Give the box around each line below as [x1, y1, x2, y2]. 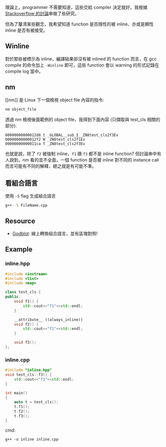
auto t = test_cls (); [14, 400, 58, 405]
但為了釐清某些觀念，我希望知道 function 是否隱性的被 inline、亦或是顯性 [5, 21, 154, 27]
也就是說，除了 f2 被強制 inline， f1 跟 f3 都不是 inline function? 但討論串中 [5, 151, 157, 157]
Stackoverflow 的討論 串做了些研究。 [5, 10, 79, 16]
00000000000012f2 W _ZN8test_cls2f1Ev [5, 137, 85, 142]
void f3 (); [14, 340, 37, 345]
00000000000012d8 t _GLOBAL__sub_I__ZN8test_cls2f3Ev [5, 132, 119, 138]
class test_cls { [5, 290, 41, 295]
